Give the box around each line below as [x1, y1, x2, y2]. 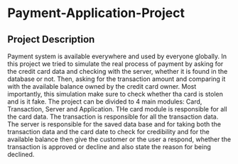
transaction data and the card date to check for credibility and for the [7, 128, 210, 136]
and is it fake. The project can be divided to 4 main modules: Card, [7, 97, 202, 106]
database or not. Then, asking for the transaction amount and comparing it [7, 75, 226, 83]
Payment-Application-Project [7, 5, 185, 21]
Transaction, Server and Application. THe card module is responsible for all [7, 105, 227, 113]
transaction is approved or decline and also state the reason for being [7, 143, 212, 151]
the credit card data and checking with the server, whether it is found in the [7, 67, 228, 75]
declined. [7, 151, 35, 158]
